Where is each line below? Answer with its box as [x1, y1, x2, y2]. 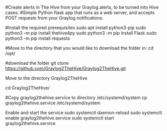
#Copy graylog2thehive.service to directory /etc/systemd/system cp [5, 95, 147, 100]
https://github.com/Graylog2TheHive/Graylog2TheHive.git [5, 65, 126, 71]
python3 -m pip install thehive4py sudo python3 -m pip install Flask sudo [5, 30, 157, 36]
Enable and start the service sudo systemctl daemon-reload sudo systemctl [5, 110, 162, 115]
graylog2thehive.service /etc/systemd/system [5, 100, 101, 106]
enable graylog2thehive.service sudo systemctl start [5, 115, 114, 121]
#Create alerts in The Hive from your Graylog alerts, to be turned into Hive [5, 5, 159, 10]
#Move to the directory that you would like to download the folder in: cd [5, 45, 153, 51]
